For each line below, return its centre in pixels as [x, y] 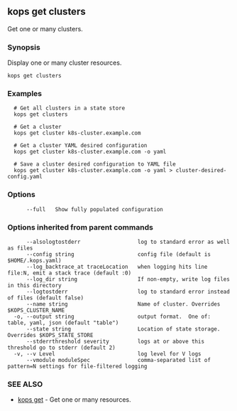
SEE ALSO [25, 384]
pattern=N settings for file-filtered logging [77, 366]
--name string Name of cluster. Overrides [123, 304]
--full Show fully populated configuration [94, 209]
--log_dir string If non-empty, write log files [128, 279]
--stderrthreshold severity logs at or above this [115, 341]
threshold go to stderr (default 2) [61, 348]
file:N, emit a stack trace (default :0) [70, 273]
